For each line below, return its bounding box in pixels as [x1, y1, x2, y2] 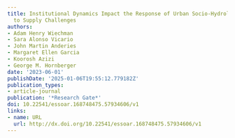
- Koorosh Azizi [7, 56, 55, 63]
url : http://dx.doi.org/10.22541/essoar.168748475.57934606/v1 [13, 120, 201, 128]
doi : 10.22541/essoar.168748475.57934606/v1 [7, 101, 139, 108]
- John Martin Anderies [7, 43, 77, 49]
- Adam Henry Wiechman [7, 29, 73, 37]
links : [7, 107, 27, 114]
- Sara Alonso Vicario [7, 36, 73, 43]
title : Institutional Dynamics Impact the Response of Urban [7, 10, 190, 17]
